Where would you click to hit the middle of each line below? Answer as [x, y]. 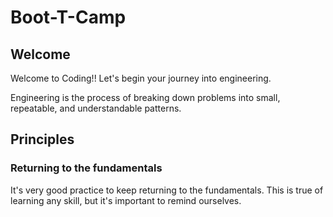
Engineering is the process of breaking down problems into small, [145, 97]
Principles [42, 139]
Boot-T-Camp [68, 17]
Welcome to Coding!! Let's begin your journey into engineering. [141, 78]
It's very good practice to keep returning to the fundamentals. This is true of [167, 190]
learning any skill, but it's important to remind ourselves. [126, 200]
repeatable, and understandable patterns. [96, 108]
